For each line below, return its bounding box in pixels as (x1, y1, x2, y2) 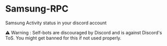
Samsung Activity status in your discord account (5, 20, 107, 26)
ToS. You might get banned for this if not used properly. (5, 35, 122, 41)
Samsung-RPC (5, 3, 69, 15)
